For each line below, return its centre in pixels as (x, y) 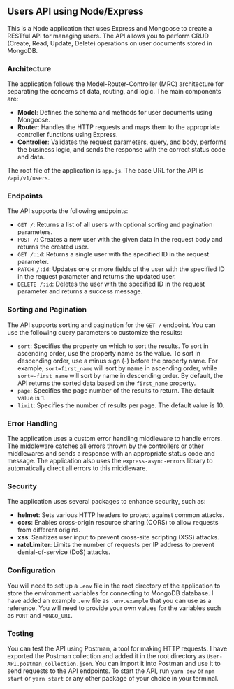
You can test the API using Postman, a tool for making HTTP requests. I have (117, 648)
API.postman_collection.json (50, 664)
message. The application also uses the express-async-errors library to (110, 461)
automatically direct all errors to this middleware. (78, 468)
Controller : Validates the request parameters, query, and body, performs (122, 142)
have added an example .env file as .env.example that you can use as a (109, 600)
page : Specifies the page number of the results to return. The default (116, 390)
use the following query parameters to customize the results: (95, 332)
